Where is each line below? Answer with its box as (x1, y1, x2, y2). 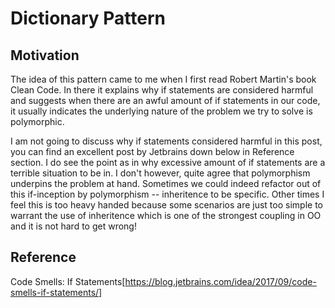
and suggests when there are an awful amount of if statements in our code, (10, 95, 321, 106)
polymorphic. (10, 116, 65, 127)
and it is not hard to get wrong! (10, 220, 137, 232)
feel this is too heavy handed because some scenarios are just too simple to (10, 199, 323, 211)
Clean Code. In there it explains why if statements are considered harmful (10, 84, 314, 96)
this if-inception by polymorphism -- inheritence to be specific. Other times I (10, 188, 325, 200)
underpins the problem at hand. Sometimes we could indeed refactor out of (10, 178, 322, 189)
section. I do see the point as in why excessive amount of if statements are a (10, 157, 326, 168)
